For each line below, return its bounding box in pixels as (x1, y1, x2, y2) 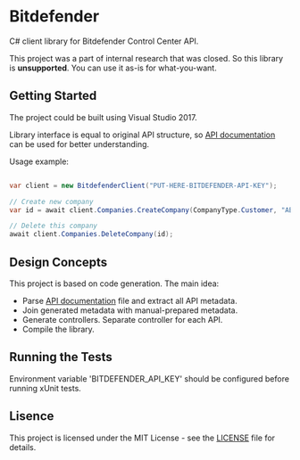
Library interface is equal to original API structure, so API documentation (9, 129, 276, 140)
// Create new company (9, 197, 94, 206)
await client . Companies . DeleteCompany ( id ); (9, 230, 174, 239)
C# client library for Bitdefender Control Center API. (9, 36, 199, 46)
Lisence (9, 408, 54, 424)
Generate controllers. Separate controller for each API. (21, 314, 223, 324)
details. (9, 441, 37, 452)
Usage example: (9, 156, 70, 167)
